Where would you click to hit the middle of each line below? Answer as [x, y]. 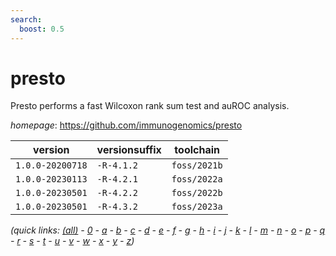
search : [26, 19]
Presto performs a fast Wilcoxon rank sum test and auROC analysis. [150, 106]
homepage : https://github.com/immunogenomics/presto [126, 125]
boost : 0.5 [42, 29]
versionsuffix [129, 150]
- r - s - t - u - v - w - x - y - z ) [72, 241]
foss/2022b [197, 193]
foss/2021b [197, 165]
